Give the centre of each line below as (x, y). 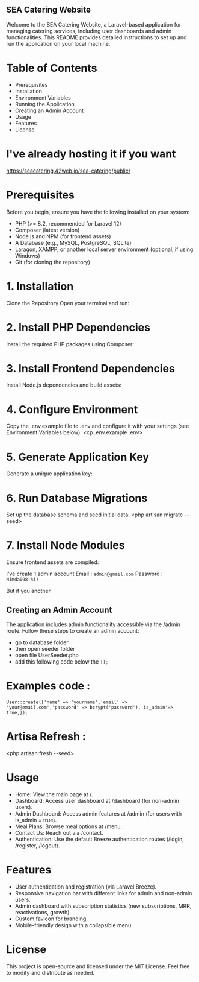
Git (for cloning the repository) (53, 262)
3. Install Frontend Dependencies (91, 368)
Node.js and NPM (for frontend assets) (63, 236)
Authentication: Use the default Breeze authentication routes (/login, (99, 839)
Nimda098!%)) (23, 580)
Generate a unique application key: (49, 474)
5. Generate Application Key (78, 457)
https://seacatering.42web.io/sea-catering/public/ (69, 171)
